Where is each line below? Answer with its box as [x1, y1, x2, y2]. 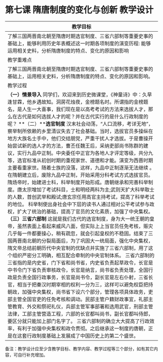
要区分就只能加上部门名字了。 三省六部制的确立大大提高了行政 [7, 318, 150, 324]
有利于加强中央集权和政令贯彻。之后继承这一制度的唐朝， [17, 325, 149, 332]
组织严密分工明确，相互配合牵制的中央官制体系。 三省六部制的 [12, 252, 155, 259]
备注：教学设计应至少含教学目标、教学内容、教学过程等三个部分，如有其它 [5, 345, 154, 351]
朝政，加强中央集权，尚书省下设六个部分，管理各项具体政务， [7, 288, 149, 295]
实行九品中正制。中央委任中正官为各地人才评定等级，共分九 [17, 150, 154, 156]
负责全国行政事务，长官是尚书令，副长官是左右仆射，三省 [17, 274, 149, 281]
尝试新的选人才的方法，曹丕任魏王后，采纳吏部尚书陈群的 [12, 142, 144, 149]
